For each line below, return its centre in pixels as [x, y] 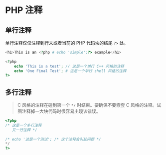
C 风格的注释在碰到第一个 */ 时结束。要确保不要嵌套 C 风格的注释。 [87, 105]
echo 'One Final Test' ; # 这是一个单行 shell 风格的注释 [70, 71]
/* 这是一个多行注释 [23, 125]
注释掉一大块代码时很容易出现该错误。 [61, 111]
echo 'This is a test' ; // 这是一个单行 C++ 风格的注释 [69, 66]
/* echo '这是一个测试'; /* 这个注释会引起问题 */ [53, 139]
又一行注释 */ [24, 130]
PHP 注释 [24, 10]
